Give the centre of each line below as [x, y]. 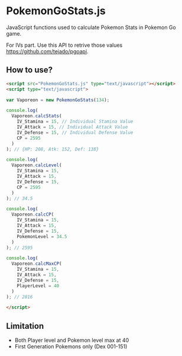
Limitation [25, 326]
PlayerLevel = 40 [38, 286]
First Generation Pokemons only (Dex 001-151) [71, 347]
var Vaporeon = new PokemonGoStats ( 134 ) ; [58, 100]
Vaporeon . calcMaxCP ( [37, 264]
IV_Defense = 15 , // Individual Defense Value [75, 132]
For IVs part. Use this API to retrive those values [64, 45]
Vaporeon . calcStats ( [37, 116]
